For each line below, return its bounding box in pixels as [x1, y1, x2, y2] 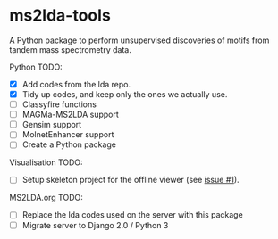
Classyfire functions [21, 99, 97, 110]
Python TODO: [9, 62, 63, 72]
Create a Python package [21, 139, 116, 150]
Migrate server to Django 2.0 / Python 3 [21, 219, 169, 230]
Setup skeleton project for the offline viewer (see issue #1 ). [21, 175, 240, 185]
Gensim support [21, 119, 82, 130]
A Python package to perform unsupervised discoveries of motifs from [9, 35, 270, 45]
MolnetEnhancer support [21, 129, 114, 140]
